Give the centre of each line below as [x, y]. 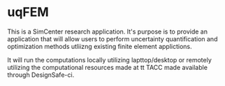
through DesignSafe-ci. [41, 75]
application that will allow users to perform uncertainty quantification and [112, 38]
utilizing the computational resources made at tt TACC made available [108, 67]
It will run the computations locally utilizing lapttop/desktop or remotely [109, 59]
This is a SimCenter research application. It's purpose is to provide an [108, 31]
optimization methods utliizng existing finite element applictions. [100, 46]
